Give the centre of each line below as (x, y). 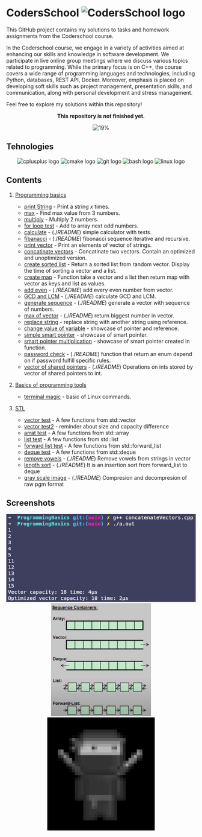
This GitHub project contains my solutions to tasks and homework (88, 30)
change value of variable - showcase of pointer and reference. (101, 328)
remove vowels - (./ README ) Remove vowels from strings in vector (107, 458)
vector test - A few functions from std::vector (80, 420)
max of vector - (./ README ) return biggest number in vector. (99, 315)
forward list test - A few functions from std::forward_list (93, 445)
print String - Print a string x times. (67, 206)
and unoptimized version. (55, 258)
